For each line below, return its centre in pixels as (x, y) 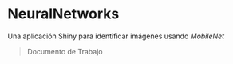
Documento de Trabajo (65, 51)
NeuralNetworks (63, 14)
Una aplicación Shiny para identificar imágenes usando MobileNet (116, 36)
